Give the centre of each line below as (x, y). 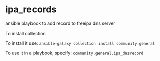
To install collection (25, 33)
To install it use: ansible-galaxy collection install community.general (80, 43)
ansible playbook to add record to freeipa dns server (60, 23)
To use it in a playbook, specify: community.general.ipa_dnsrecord (74, 53)
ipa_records (31, 9)
